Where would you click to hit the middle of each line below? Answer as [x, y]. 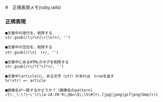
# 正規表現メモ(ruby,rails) [33, 7]
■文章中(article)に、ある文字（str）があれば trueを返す [60, 76]
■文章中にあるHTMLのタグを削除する [37, 62]
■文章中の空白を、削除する [29, 47]
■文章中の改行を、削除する [29, 33]
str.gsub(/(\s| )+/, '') [32, 52]
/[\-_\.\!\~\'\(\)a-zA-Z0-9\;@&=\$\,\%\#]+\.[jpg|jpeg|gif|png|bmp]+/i [81, 95]
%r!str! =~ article [26, 81]
